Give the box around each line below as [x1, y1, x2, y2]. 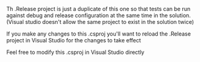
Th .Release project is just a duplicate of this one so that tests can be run [6, 6, 191, 12]
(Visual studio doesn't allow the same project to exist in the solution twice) [6, 18, 194, 25]
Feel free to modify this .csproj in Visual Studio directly [6, 48, 145, 56]
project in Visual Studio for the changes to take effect [6, 37, 141, 44]
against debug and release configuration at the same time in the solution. [6, 12, 191, 19]
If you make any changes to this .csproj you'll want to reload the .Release [6, 30, 191, 37]
